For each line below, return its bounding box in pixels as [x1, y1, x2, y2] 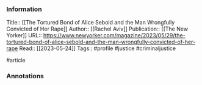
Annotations [6, 72, 44, 81]
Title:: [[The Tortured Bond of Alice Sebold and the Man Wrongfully [6, 19, 175, 26]
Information [6, 5, 42, 13]
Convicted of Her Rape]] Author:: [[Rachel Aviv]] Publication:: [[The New [6, 25, 188, 32]
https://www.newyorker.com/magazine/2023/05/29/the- [43, 32, 186, 39]
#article [6, 57, 26, 64]
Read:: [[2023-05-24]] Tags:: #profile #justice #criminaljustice [19, 45, 176, 52]
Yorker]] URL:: [6, 32, 42, 39]
